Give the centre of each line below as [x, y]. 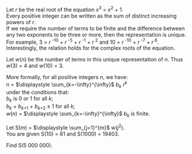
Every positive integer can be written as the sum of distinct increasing [91, 16]
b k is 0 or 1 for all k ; [30, 99]
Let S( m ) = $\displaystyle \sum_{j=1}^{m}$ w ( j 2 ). [65, 127]
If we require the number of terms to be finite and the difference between [95, 28]
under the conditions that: [38, 92]
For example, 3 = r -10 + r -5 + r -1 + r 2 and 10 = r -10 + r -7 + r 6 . [83, 41]
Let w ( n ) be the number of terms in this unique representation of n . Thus [95, 60]
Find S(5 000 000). [29, 145]
